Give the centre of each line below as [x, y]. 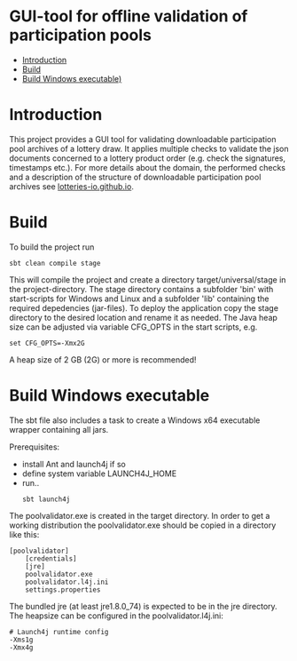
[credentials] [51, 558]
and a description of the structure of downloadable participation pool [135, 177]
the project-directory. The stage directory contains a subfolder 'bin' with [141, 289]
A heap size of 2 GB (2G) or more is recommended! [103, 359]
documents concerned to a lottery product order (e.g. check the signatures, [148, 158]
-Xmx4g [21, 647]
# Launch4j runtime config [59, 632]
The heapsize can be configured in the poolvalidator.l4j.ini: [116, 616]
